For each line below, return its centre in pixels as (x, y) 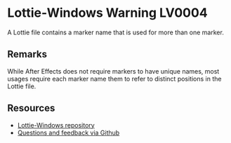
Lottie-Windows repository (56, 125)
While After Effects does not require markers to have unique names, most (113, 71)
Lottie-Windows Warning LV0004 (108, 13)
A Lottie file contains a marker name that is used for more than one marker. (116, 32)
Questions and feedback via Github (68, 132)
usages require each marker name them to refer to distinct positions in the (114, 79)
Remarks (27, 54)
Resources (31, 108)
